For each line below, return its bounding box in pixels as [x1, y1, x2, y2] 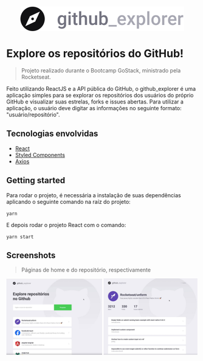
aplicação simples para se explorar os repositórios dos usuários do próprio [6, 91, 194, 99]
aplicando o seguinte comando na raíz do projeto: [6, 198, 131, 205]
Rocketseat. [21, 73, 52, 80]
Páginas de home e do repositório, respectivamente [21, 266, 151, 274]
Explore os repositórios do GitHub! [6, 47, 184, 61]
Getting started [6, 175, 66, 186]
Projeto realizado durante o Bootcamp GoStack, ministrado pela [21, 66, 181, 74]
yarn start [6, 234, 34, 240]
